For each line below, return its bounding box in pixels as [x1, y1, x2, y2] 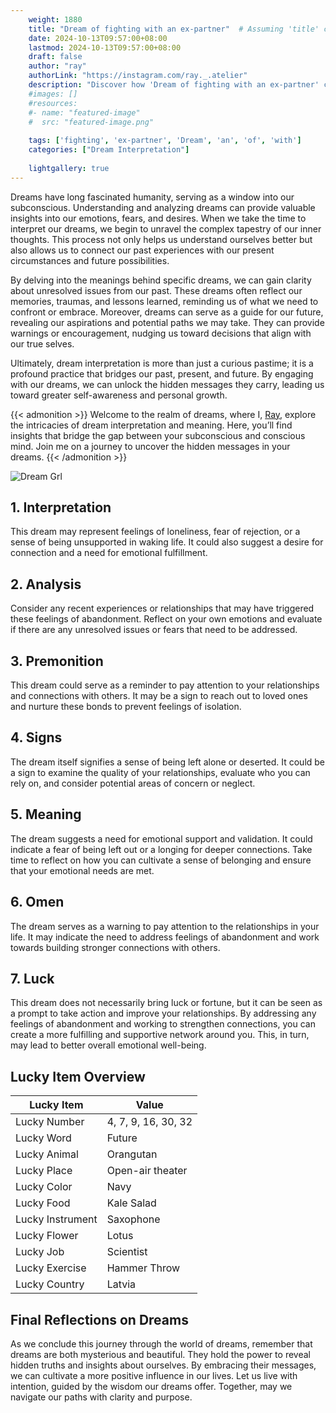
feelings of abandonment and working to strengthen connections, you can [10, 1018, 316, 1030]
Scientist [106, 1245, 148, 1259]
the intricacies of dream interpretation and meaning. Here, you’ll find [10, 419, 293, 431]
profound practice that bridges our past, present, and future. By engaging [10, 367, 314, 380]
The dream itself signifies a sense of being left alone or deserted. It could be [10, 756, 326, 768]
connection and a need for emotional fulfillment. [10, 547, 208, 559]
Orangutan [106, 1147, 158, 1161]
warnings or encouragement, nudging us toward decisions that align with [10, 327, 312, 339]
